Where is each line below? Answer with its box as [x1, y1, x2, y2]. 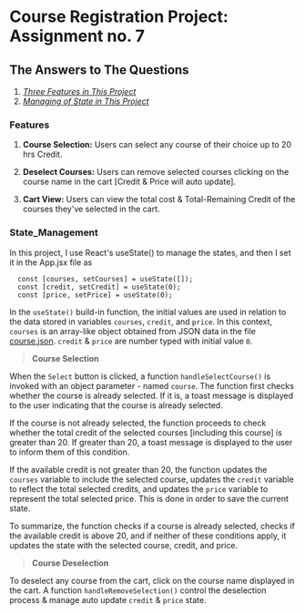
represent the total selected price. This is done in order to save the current [9, 493, 290, 504]
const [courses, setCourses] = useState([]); [17, 274, 194, 283]
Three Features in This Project [22, 87, 137, 97]
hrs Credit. [22, 148, 63, 160]
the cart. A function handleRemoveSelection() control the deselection [9, 585, 267, 596]
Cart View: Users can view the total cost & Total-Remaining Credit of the [22, 194, 296, 205]
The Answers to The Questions [9, 62, 189, 77]
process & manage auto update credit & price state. [9, 594, 207, 605]
